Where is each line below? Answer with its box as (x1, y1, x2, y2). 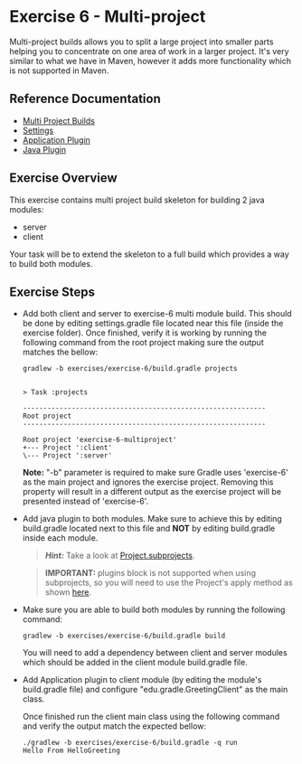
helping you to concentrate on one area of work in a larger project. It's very (9, 45, 289, 56)
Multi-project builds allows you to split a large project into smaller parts (9, 36, 274, 47)
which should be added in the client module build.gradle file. (22, 657, 249, 668)
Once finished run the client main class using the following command (22, 712, 280, 722)
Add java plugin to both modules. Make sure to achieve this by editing (22, 514, 282, 524)
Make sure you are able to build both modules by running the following (22, 604, 286, 616)
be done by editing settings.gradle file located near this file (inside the (22, 318, 284, 329)
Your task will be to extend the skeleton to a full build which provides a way (9, 249, 289, 259)
